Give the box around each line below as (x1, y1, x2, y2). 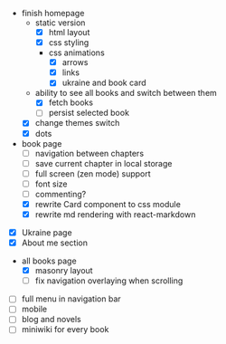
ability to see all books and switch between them (34, 88, 218, 99)
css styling (48, 37, 89, 48)
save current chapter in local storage (34, 158, 173, 168)
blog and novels (21, 314, 82, 325)
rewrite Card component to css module (34, 198, 182, 209)
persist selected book (48, 108, 130, 119)
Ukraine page (21, 227, 73, 238)
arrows (61, 57, 89, 68)
